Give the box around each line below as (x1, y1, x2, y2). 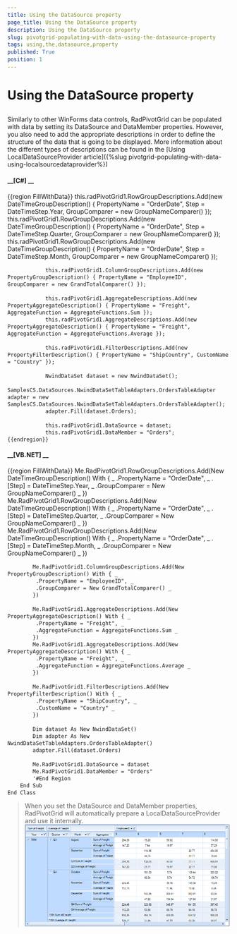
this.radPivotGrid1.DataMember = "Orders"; (44, 429, 175, 436)
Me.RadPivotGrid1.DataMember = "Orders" (32, 768, 153, 775)
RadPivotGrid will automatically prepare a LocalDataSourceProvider (24, 808, 221, 818)
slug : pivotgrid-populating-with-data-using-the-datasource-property (7, 34, 217, 41)
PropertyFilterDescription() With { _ (7, 690, 121, 698)
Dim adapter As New (32, 732, 90, 740)
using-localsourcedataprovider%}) (7, 160, 108, 169)
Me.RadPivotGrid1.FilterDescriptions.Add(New (32, 683, 169, 691)
